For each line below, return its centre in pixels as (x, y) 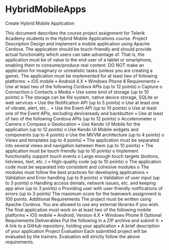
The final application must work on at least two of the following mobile (78, 210)
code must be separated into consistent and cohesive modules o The (77, 167)
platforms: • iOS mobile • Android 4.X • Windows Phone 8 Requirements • (82, 81)
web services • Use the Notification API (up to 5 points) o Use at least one (82, 102)
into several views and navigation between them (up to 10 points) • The (79, 145)
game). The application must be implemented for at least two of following (81, 76)
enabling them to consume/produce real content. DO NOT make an (75, 65)
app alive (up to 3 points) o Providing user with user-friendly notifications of (84, 188)
